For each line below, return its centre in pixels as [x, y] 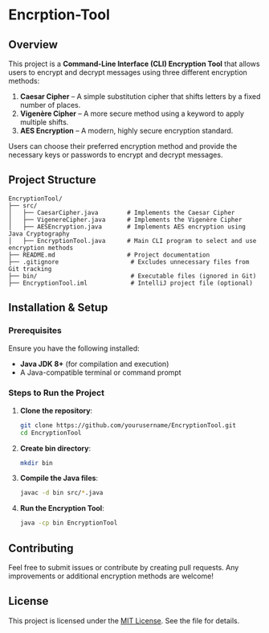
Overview [33, 45]
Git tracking [30, 269]
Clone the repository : [56, 410]
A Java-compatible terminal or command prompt [101, 372]
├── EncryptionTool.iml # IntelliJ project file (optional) [130, 283]
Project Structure [52, 180]
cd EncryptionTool [51, 433]
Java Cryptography [39, 234]
